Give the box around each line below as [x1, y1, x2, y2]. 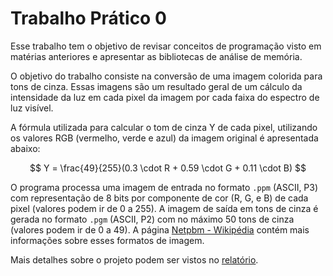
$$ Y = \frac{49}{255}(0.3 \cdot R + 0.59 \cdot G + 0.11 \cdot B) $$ [29, 162, 307, 174]
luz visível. [10, 102, 54, 114]
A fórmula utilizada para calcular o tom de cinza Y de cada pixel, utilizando [10, 121, 318, 133]
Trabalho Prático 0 [10, 7, 167, 30]
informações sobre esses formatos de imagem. [10, 234, 205, 246]
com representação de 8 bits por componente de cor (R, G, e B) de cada [10, 192, 309, 204]
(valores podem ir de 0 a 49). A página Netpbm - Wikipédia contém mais [10, 223, 310, 236]
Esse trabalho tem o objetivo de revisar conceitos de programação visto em [10, 40, 322, 52]
